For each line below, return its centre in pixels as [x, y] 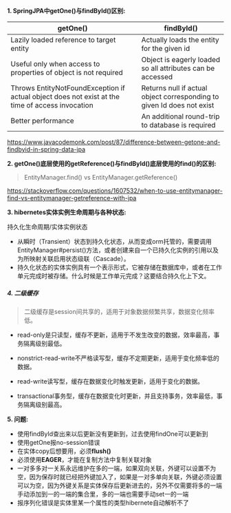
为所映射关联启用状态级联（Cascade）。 [74, 259]
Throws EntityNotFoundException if [68, 88]
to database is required [178, 125]
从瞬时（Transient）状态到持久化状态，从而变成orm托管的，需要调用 [114, 241]
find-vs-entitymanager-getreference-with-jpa [72, 198]
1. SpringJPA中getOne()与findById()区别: [66, 11]
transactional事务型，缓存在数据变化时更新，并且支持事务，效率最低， [117, 396]
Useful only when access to [55, 64]
